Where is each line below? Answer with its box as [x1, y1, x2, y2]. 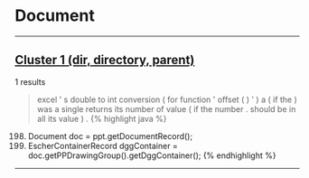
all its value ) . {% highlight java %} [36, 113, 167, 124]
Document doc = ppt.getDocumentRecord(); [27, 130, 193, 141]
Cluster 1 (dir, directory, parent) [14, 52, 195, 68]
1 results [14, 76, 46, 87]
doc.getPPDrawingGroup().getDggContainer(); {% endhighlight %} [27, 150, 276, 161]
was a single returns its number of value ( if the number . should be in [36, 103, 296, 114]
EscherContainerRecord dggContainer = [27, 140, 179, 151]
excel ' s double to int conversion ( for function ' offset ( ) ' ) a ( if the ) [36, 94, 297, 105]
